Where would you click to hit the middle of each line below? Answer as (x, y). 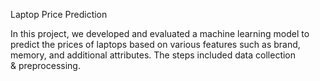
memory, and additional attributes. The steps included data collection (153, 55)
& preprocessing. (45, 65)
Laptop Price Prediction (59, 14)
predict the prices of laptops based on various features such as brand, (155, 44)
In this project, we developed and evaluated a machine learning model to (160, 33)
